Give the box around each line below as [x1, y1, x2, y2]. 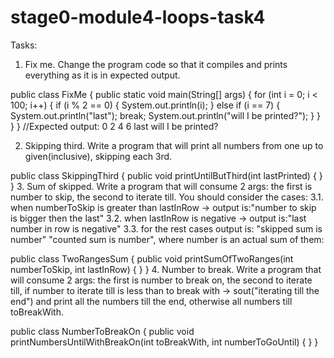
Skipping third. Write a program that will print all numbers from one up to [24, 139, 324, 151]
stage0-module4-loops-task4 [10, 6, 266, 29]
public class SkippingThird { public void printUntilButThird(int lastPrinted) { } [10, 169, 323, 181]
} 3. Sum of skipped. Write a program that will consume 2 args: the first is [10, 180, 313, 192]
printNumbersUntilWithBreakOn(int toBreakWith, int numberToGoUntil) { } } [10, 336, 319, 348]
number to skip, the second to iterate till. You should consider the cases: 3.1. [10, 191, 324, 203]
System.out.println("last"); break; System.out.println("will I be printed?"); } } [10, 109, 322, 121]
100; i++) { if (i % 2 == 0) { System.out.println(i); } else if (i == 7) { [10, 99, 281, 111]
